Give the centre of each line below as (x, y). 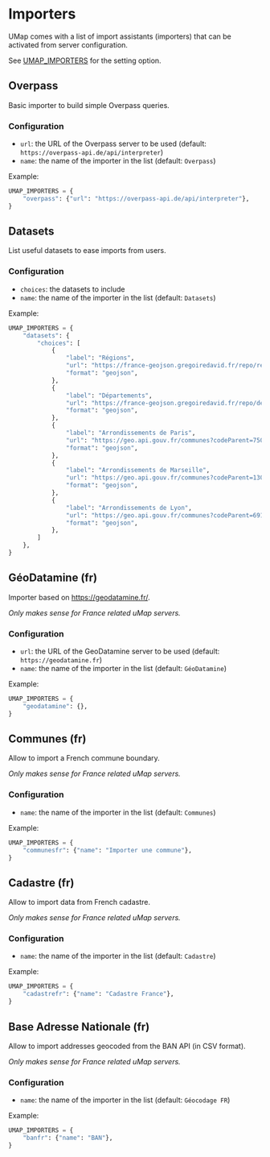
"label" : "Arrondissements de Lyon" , (129, 508)
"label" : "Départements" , (109, 396)
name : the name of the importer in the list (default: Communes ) (118, 812)
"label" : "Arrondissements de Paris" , (131, 433)
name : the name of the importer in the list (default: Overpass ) (118, 161)
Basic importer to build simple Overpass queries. (89, 105)
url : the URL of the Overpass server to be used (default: (113, 144)
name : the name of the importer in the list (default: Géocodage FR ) (125, 1100)
